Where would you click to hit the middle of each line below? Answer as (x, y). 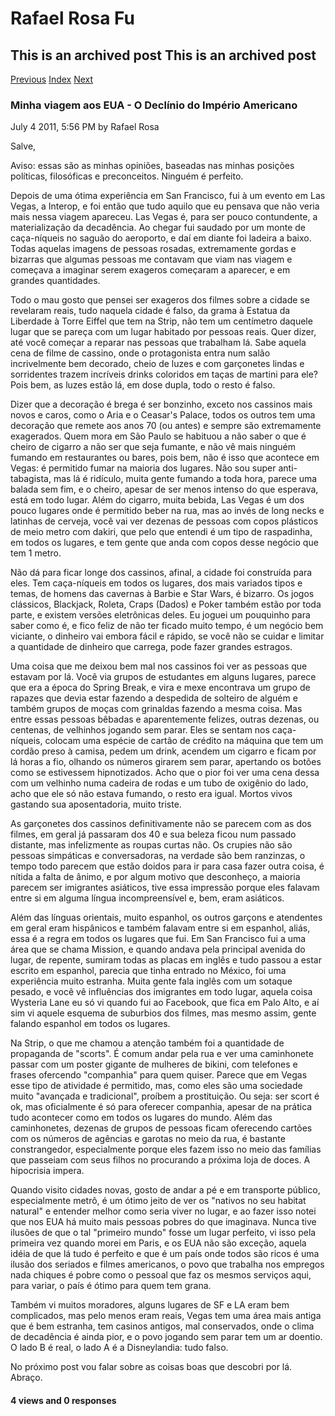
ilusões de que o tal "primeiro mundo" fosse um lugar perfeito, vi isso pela (163, 1233)
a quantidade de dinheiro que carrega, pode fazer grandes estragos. (151, 647)
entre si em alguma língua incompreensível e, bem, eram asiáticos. (147, 898)
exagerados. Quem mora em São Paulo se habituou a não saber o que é (158, 436)
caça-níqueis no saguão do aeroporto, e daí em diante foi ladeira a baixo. (161, 238)
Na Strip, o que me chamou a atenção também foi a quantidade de (147, 1043)
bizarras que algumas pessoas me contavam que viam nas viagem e (151, 259)
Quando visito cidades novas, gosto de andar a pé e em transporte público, (165, 1190)
